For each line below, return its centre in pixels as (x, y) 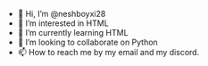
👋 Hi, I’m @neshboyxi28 (62, 14)
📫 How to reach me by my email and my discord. (108, 52)
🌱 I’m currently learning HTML (73, 33)
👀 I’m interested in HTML (63, 23)
